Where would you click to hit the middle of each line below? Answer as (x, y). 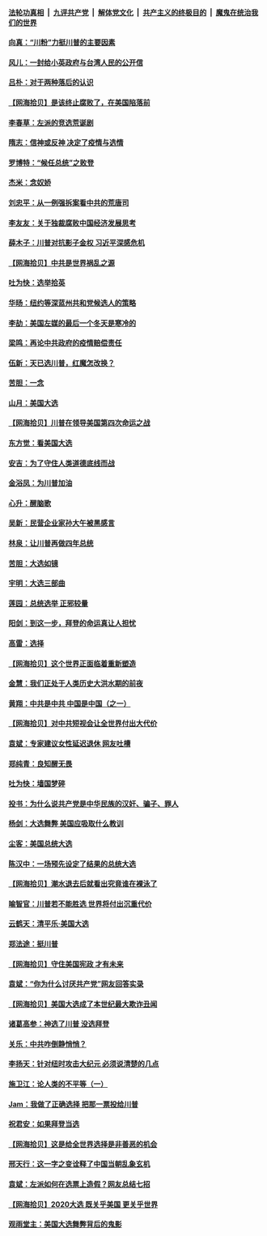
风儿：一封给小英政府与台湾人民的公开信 (76, 62)
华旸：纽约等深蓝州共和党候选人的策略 (72, 303)
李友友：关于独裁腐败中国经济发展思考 (72, 223)
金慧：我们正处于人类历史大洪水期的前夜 (76, 683)
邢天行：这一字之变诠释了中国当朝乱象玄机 (79, 1164)
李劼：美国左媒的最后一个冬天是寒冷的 (72, 323)
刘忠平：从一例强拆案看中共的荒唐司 (69, 202)
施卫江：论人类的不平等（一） (58, 1084)
